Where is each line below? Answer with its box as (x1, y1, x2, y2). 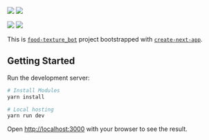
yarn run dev (7, 112, 45, 119)
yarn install (7, 94, 45, 100)
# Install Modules (7, 87, 60, 94)
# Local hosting (7, 106, 54, 113)
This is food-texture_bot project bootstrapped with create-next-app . (7, 35, 203, 43)
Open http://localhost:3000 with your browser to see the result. (7, 125, 188, 133)
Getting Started (7, 55, 75, 67)
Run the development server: (7, 73, 90, 82)
